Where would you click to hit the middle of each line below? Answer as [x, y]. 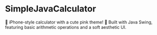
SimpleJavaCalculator [51, 9]
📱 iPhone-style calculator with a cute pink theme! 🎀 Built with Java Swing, [79, 22]
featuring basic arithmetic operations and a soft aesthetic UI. [66, 27]
